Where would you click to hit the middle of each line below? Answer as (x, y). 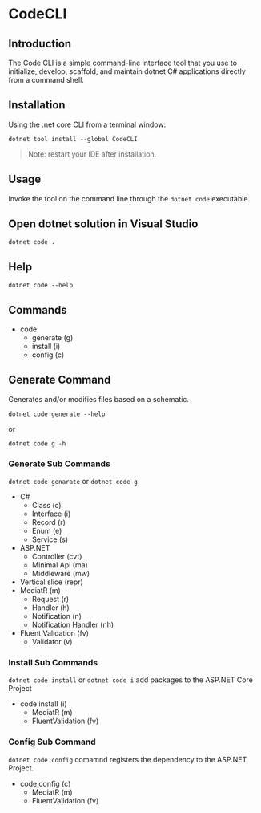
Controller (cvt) (57, 557)
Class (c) (46, 506)
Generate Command (60, 380)
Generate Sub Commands (59, 464)
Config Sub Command (52, 742)
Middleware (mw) (61, 574)
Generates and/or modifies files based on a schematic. (99, 399)
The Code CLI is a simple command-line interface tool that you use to (123, 63)
